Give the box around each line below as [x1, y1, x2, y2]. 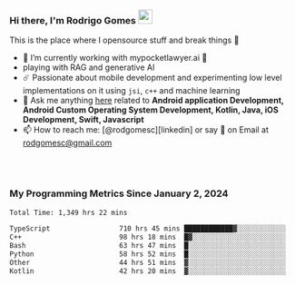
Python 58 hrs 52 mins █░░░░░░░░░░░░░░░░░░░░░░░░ [9, 250, 286, 259]
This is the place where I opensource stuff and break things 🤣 [9, 34, 240, 45]
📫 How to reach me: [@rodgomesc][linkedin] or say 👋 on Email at [22, 124, 270, 135]
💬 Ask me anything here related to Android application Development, [22, 95, 284, 106]
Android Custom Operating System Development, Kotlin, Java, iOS [22, 104, 279, 115]
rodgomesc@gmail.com [22, 137, 113, 149]
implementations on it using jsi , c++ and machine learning [22, 85, 241, 96]
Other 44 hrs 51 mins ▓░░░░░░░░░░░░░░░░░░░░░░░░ [9, 258, 286, 267]
